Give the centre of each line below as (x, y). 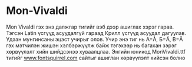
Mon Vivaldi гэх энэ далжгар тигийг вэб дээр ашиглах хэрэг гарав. (90, 27)
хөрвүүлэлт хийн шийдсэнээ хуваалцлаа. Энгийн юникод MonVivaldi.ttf (96, 51)
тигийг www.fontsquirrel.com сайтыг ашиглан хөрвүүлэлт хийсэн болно (96, 58)
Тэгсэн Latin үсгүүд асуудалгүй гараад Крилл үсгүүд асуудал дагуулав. (96, 33)
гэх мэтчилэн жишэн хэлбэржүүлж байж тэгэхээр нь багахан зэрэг (91, 45)
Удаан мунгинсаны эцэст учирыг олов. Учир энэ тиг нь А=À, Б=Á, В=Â (95, 39)
